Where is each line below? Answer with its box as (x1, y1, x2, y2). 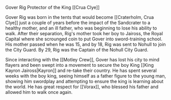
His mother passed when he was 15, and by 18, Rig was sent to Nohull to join (5, 41, 166, 47)
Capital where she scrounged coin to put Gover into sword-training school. (5, 36, 162, 42)
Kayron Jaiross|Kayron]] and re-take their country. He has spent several (5, 67, 157, 73)
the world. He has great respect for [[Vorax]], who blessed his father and (5, 84, 159, 90)
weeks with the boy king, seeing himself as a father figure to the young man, (5, 73, 166, 79)
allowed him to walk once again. (5, 89, 73, 95)
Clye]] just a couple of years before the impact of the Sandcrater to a (5, 20, 151, 26)
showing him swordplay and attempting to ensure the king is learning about (5, 79, 164, 84)
